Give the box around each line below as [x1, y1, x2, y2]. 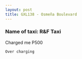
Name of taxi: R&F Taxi [5, 28, 61, 35]
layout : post [5, 7, 32, 12]
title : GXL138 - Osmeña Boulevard [5, 12, 77, 17]
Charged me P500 [5, 39, 43, 45]
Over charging [5, 49, 35, 54]
